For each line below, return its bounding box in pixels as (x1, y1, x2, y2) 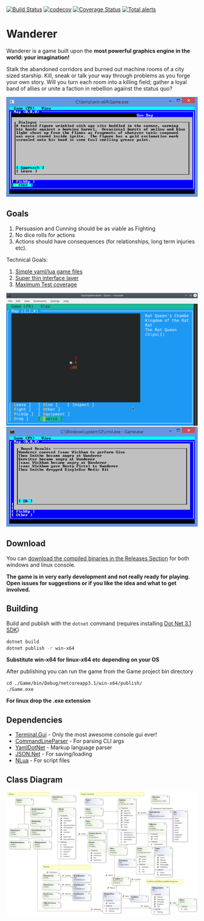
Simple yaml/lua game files (15, 268, 83, 275)
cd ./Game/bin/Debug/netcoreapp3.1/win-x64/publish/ (6, 681, 143, 687)
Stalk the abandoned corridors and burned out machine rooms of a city (6, 65, 185, 72)
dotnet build (6, 639, 39, 645)
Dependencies (6, 715, 63, 725)
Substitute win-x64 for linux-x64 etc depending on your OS (6, 656, 160, 664)
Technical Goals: (6, 256, 49, 263)
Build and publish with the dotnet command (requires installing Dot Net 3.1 (6, 620, 191, 627)
